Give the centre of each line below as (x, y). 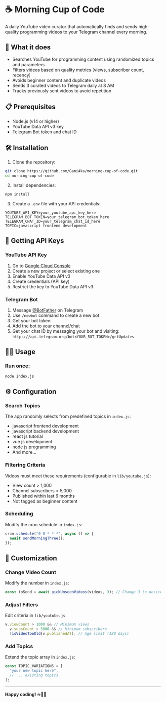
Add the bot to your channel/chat (46, 326)
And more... (24, 452)
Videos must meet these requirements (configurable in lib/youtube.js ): (78, 476)
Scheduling (19, 514)
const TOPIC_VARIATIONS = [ (34, 666)
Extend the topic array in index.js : (40, 657)
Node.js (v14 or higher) (36, 121)
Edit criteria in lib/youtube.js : (36, 616)
